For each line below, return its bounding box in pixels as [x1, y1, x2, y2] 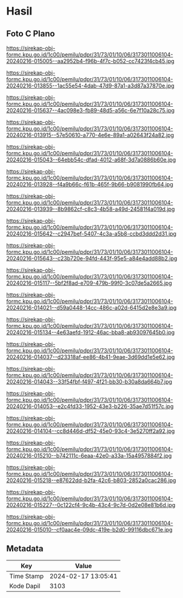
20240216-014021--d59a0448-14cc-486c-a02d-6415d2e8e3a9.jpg [6, 304, 177, 311]
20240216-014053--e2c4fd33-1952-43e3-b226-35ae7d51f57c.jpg [6, 403, 174, 410]
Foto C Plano [6, 29, 55, 39]
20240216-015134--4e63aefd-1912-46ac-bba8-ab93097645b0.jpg [6, 329, 175, 336]
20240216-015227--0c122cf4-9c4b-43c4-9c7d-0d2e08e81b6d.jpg [6, 501, 176, 508]
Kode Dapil [9, 582, 41, 590]
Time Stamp [9, 572, 44, 580]
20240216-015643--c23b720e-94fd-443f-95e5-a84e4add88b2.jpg [6, 255, 178, 262]
